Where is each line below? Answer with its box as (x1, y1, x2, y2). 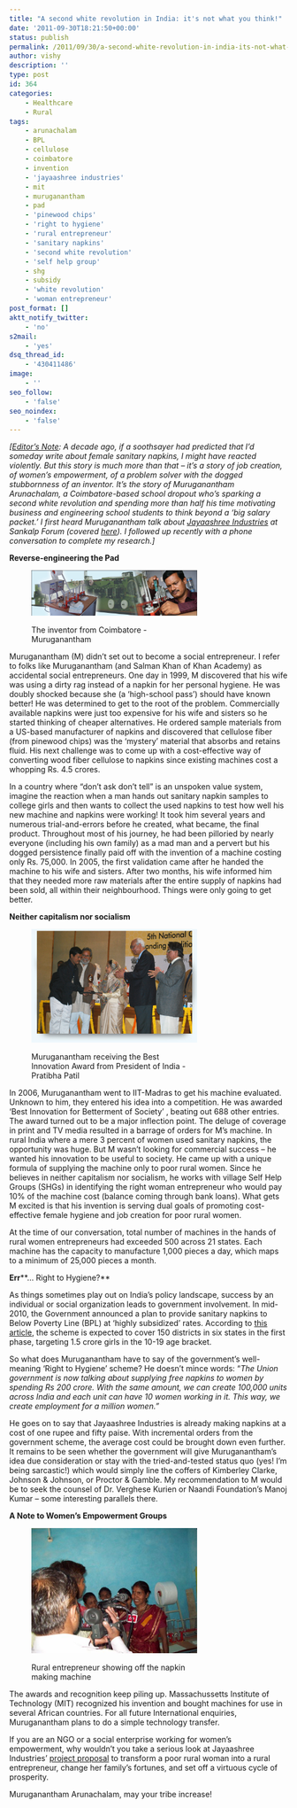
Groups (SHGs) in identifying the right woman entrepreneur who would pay (9, 1182, 283, 1192)
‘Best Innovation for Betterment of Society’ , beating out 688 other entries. (9, 1106, 280, 1117)
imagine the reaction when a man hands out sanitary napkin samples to (9, 791, 269, 802)
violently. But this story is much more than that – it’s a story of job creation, (9, 461, 283, 471)
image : (9, 369, 34, 378)
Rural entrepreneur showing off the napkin (31, 1662, 186, 1672)
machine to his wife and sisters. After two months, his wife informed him (9, 866, 272, 877)
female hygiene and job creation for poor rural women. (42, 1210, 242, 1221)
